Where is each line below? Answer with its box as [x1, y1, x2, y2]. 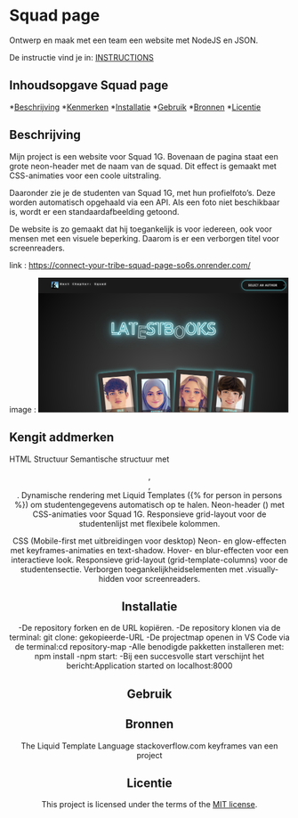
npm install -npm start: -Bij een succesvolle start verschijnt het [34, 651, 265, 662]
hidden [98, 573, 125, 584]
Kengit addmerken [9, 429, 114, 446]
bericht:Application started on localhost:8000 [66, 660, 233, 671]
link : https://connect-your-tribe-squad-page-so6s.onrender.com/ [9, 259, 251, 270]
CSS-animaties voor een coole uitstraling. [9, 170, 162, 181]
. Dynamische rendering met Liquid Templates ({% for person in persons [16, 489, 283, 500]
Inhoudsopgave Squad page [9, 78, 169, 94]
